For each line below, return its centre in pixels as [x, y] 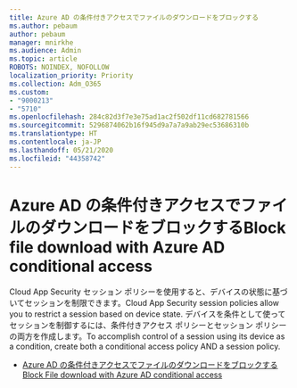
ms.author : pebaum [43, 26]
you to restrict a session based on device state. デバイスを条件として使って [148, 314]
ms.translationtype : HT [54, 134]
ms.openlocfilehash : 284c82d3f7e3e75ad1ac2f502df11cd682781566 [129, 117]
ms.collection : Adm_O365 [55, 84]
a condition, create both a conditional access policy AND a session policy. [145, 347]
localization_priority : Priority [71, 76]
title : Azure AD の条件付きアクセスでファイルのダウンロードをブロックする [134, 17]
